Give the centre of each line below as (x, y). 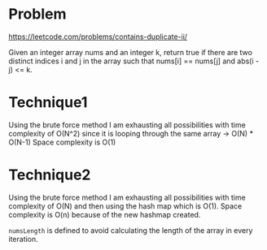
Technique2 (50, 175)
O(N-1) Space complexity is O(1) (62, 142)
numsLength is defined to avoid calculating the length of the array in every (131, 230)
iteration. (23, 239)
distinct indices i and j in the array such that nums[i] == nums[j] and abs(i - (133, 61)
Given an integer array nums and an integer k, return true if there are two (130, 52)
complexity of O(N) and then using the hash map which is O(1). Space (125, 206)
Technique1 (48, 103)
